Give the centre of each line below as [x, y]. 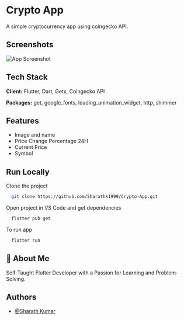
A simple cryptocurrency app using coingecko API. [67, 26]
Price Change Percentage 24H [51, 141]
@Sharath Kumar [35, 311]
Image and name [35, 135]
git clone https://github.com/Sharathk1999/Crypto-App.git [85, 197]
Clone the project [27, 186]
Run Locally [28, 172]
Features [22, 121]
